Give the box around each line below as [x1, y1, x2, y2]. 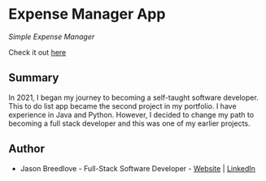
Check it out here [8, 47, 67, 57]
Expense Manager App [8, 5, 166, 24]
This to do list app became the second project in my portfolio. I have [8, 101, 238, 110]
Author [8, 142, 45, 156]
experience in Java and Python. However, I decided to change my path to [8, 110, 255, 119]
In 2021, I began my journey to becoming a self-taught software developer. [8, 93, 259, 102]
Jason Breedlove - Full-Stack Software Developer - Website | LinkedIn [20, 163, 256, 173]
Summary [8, 71, 59, 85]
